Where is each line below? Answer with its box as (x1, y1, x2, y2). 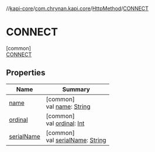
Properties (6, 68, 46, 78)
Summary (62, 85, 91, 93)
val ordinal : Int (46, 119, 85, 127)
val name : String (46, 102, 91, 110)
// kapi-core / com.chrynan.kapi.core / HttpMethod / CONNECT (6, 5, 149, 12)
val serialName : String (46, 136, 106, 144)
